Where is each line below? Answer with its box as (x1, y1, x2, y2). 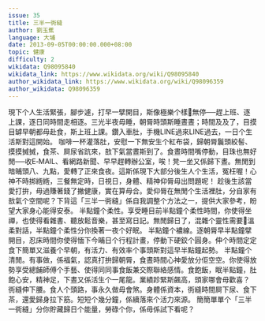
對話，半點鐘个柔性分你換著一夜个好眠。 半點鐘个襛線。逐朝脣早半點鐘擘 (14, 226, 252, 235)
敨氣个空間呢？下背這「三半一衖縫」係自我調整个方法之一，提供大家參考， (8, 196, 250, 206)
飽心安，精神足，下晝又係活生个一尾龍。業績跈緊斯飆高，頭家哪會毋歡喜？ (8, 275, 250, 285)
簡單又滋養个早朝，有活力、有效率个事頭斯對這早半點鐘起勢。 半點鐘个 (21, 245, 252, 255)
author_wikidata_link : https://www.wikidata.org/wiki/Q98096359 (8, 77, 224, 85)
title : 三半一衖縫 (8, 19, 63, 27)
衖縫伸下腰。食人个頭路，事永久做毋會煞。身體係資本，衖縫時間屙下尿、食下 (8, 285, 257, 294)
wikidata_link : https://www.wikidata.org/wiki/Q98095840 (8, 70, 200, 78)
